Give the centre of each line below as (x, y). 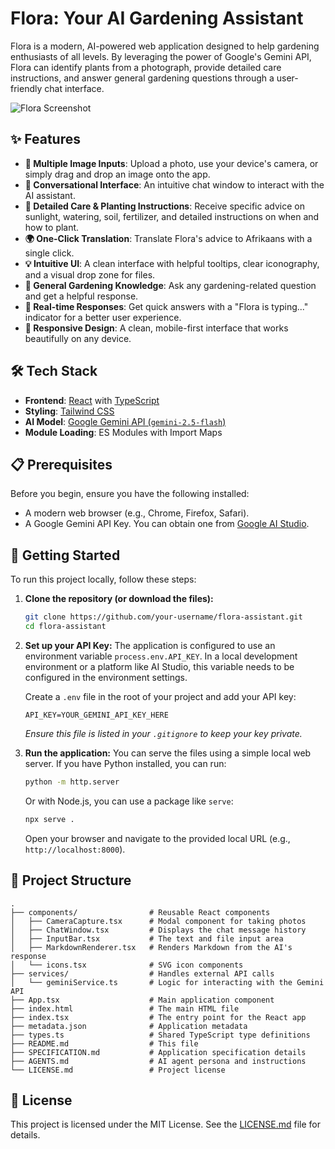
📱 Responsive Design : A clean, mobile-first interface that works (156, 328)
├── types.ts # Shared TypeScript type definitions (160, 1035)
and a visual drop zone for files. (90, 274)
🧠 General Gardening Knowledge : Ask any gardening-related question (170, 285)
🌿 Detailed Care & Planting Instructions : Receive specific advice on (164, 206)
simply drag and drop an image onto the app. (117, 174)
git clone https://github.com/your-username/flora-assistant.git (163, 617)
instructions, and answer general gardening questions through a (142, 78)
